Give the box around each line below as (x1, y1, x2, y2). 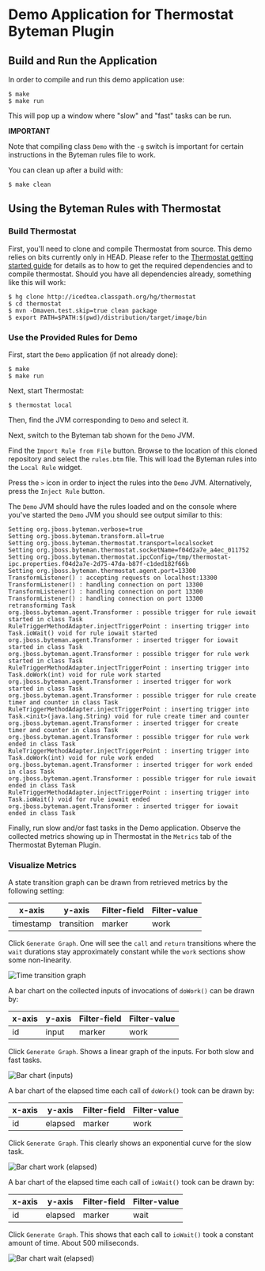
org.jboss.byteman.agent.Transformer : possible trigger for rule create (8, 691, 257, 700)
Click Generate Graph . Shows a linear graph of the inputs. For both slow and (8, 1047, 255, 1057)
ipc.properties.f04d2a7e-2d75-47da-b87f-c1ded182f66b (8, 560, 190, 567)
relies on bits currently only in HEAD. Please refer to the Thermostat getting (8, 252, 254, 262)
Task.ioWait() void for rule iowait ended (8, 795, 150, 803)
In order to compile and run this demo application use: (8, 75, 184, 84)
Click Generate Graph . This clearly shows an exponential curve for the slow (8, 1138, 252, 1148)
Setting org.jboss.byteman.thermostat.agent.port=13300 (8, 567, 196, 575)
